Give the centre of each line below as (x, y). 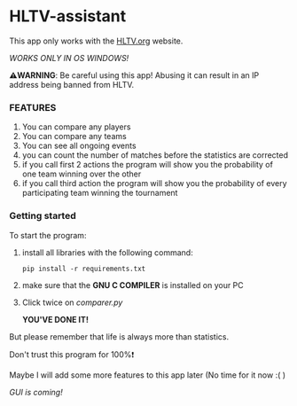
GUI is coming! (36, 392)
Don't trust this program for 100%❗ (72, 354)
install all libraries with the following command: (107, 252)
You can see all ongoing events (79, 146)
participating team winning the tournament (100, 193)
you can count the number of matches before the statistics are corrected (155, 155)
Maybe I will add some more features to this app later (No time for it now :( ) (148, 375)
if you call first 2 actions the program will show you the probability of (147, 165)
